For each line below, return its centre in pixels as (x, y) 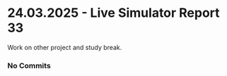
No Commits (29, 65)
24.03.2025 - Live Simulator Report (114, 13)
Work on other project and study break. (65, 47)
